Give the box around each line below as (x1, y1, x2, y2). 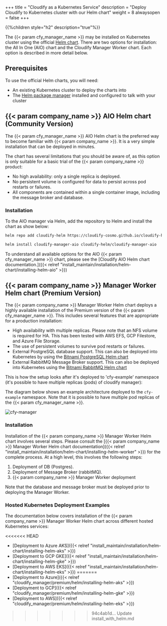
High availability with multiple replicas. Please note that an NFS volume (12, 327, 158, 333)
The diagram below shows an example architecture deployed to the (5, 389, 143, 395)
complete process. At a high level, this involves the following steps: (5, 454, 143, 460)
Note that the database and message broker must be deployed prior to (5, 484, 150, 490)
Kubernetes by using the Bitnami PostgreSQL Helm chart (12, 354, 129, 360)
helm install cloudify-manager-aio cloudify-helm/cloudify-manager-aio (5, 242, 157, 247)
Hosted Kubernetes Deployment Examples (5, 501, 110, 508)
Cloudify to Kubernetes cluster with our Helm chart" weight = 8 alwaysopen (5, 9, 160, 15)
